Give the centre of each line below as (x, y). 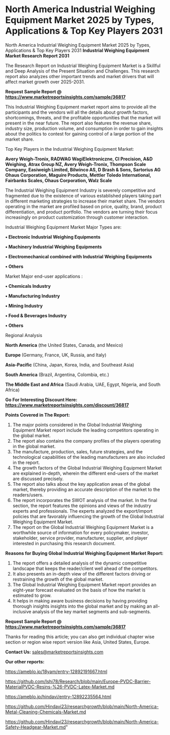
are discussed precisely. (38, 479)
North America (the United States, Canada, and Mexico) (64, 345)
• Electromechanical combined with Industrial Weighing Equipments (79, 256)
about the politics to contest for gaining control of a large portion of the (80, 133)
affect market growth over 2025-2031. (45, 82)
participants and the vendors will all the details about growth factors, (77, 112)
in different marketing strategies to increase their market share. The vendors (85, 201)
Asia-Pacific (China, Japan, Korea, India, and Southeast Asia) (70, 364)
